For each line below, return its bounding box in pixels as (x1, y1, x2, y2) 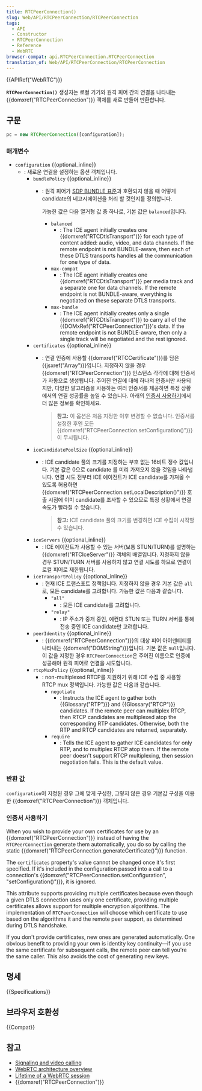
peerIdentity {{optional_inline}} (32, 630, 112, 637)
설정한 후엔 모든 (57, 420, 94, 427)
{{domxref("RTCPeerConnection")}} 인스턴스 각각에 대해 (41, 370, 179, 377)
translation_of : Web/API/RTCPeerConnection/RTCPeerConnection (6, 59, 165, 65)
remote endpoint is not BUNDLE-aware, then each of (60, 246, 191, 253)
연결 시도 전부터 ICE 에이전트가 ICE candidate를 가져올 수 (54, 473, 191, 481)
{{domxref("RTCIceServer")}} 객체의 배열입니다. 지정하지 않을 (41, 551, 191, 558)
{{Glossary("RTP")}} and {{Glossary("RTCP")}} (60, 701, 176, 708)
